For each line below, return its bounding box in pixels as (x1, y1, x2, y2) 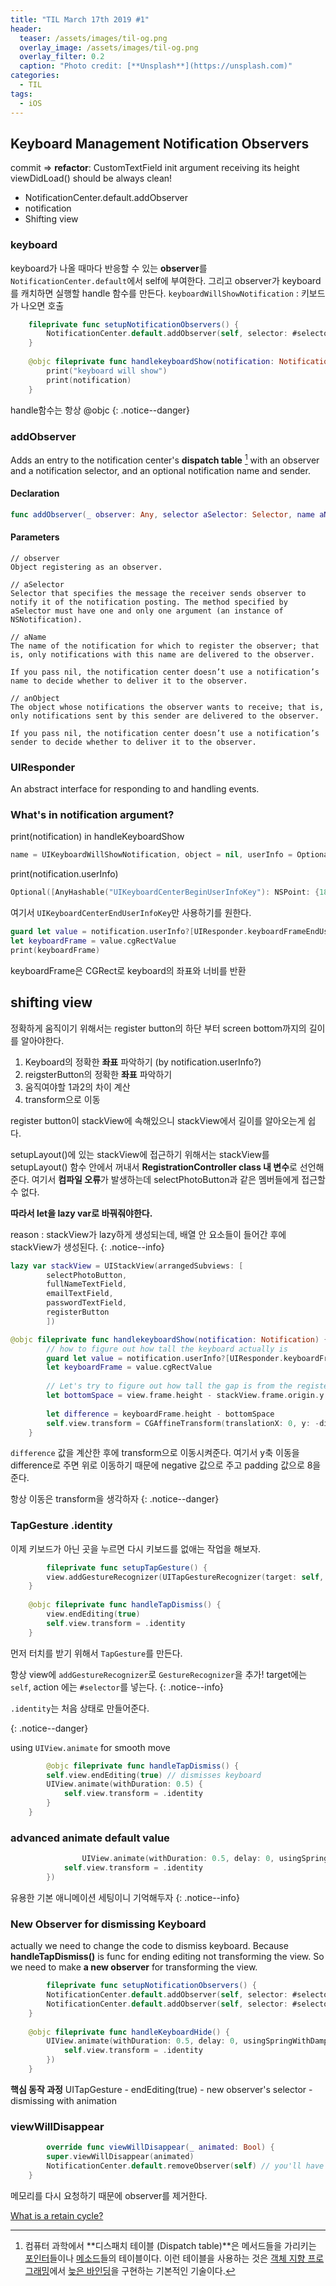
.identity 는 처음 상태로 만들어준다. (10, 1702, 150, 1714)
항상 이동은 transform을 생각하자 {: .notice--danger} (10, 1493, 220, 1505)
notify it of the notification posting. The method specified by (10, 597, 288, 607)
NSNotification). (10, 614, 83, 625)
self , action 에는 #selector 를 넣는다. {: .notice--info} (10, 1681, 225, 1693)
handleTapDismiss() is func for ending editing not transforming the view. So (10, 1951, 325, 1963)
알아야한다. (20, 1034, 65, 1046)
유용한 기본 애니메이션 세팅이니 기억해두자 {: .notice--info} (10, 1891, 240, 1903)
